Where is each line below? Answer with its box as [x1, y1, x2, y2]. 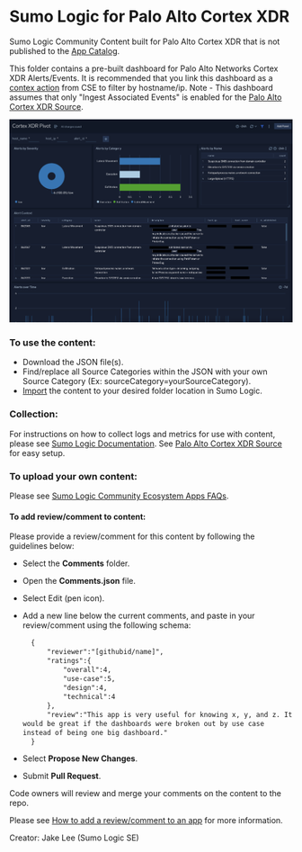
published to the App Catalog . [9, 45, 120, 56]
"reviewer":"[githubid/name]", [46, 648, 164, 657]
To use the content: [9, 336, 96, 348]
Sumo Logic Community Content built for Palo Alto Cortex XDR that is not [9, 36, 280, 47]
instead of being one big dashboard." [22, 729, 168, 738]
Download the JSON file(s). [22, 357, 124, 368]
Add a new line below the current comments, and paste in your [22, 610, 255, 622]
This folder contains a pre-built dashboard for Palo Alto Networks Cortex [9, 63, 279, 74]
